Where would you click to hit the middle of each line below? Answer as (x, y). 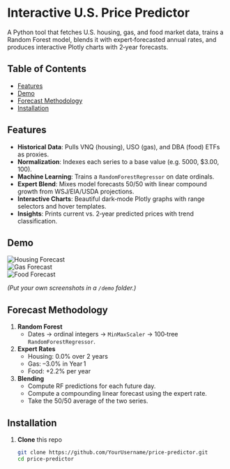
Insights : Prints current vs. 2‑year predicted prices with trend (105, 214)
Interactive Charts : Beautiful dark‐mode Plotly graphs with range (111, 199)
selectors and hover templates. (62, 206)
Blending (31, 379)
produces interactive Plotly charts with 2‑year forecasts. (88, 47)
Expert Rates (36, 349)
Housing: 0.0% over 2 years (68, 357)
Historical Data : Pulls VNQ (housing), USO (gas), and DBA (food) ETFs (118, 147)
